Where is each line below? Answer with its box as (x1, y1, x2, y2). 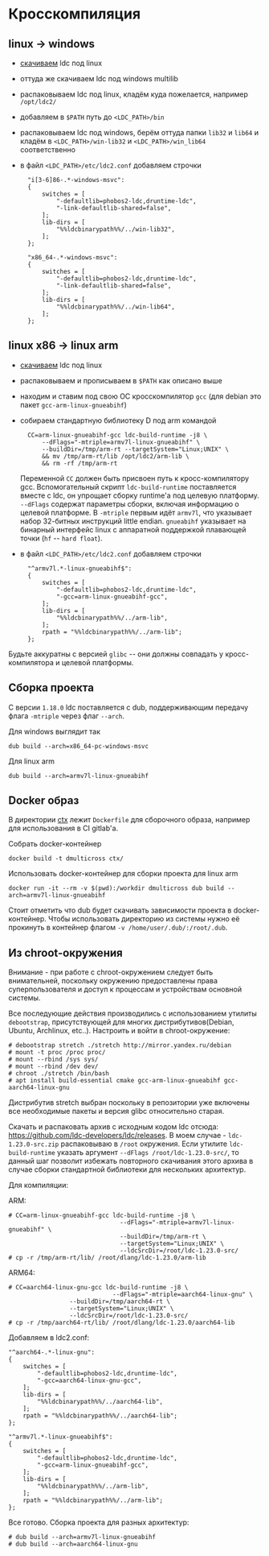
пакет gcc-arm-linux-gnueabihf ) (19, 399, 127, 409)
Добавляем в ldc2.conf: (8, 1333, 90, 1343)
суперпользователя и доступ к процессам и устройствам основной (8, 984, 243, 995)
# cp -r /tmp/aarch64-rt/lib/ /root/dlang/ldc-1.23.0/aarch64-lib (8, 1318, 235, 1327)
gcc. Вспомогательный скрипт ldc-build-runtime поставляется (19, 482, 237, 491)
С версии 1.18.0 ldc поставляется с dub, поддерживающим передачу (8, 702, 249, 712)
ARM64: (8, 1268, 36, 1277)
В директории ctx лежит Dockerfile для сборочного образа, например (8, 815, 251, 825)
